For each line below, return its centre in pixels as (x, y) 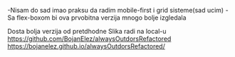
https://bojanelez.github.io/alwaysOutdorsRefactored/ (86, 46)
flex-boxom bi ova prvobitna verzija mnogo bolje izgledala (101, 18)
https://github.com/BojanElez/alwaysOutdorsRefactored (89, 39)
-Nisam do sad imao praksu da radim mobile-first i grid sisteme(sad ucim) (116, 10)
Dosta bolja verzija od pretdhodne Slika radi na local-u (87, 31)
